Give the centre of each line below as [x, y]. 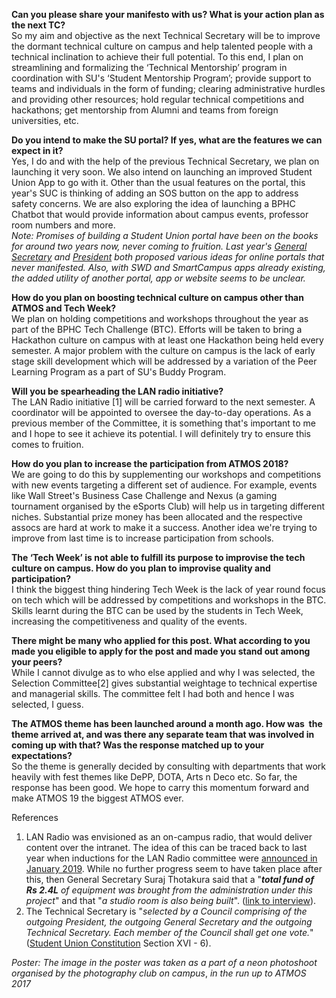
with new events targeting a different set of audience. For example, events [164, 485]
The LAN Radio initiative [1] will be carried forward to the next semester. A [163, 402]
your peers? [37, 662]
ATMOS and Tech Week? [64, 308]
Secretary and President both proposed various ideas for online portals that [168, 257]
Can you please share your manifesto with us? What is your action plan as [168, 14]
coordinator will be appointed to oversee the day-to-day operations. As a [161, 412]
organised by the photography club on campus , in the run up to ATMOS [159, 973]
